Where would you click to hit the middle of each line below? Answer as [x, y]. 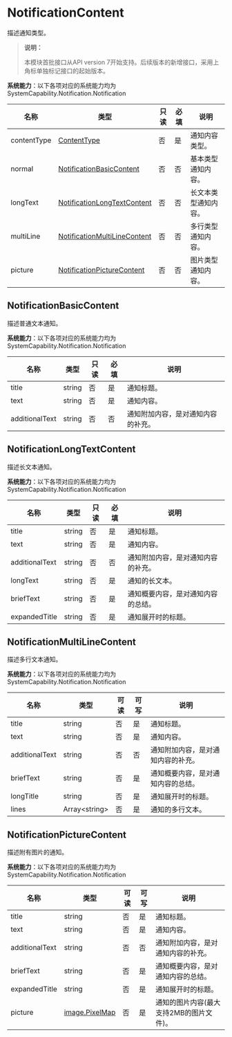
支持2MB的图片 [180, 1013]
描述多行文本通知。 [35, 659]
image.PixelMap [90, 1013]
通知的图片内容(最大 [188, 1002]
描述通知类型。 [28, 33]
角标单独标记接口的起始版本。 [66, 71]
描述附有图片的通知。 [37, 852]
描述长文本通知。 [31, 467]
